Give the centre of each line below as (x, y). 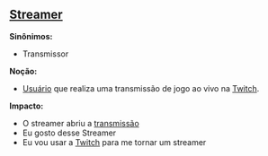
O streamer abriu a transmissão (80, 123)
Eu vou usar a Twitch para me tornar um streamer (114, 142)
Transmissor (45, 54)
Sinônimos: (31, 36)
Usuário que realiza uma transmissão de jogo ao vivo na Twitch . (141, 88)
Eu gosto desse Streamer (69, 133)
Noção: (23, 71)
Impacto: (27, 106)
